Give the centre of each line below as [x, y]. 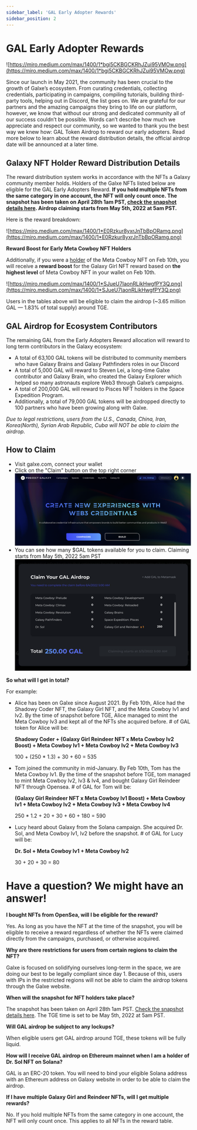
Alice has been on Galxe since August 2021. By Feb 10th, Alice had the [100, 703]
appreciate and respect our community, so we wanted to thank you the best [98, 126]
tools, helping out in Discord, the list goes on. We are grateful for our [103, 101]
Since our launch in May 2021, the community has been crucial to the [89, 82]
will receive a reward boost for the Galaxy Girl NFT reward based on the [93, 266]
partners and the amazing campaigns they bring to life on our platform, [92, 107]
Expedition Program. [39, 395]
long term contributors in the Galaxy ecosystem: [64, 347]
